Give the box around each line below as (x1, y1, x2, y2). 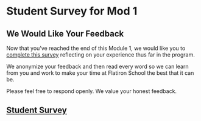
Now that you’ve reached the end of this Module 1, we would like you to (6, 44, 186, 52)
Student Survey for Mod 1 (6, 4, 138, 18)
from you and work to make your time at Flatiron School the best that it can (6, 69, 194, 77)
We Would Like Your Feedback (6, 29, 124, 39)
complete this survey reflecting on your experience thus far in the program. (6, 51, 195, 58)
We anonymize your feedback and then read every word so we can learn (6, 63, 189, 70)
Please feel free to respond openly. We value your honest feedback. (6, 88, 177, 95)
